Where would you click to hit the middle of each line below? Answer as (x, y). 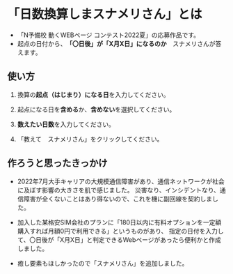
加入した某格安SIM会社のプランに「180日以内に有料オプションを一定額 (119, 222)
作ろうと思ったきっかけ (57, 163)
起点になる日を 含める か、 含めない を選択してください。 (96, 109)
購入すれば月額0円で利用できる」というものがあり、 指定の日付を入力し (120, 231)
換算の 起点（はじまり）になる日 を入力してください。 (93, 94)
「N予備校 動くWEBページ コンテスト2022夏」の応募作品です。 (109, 35)
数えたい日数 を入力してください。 (66, 124)
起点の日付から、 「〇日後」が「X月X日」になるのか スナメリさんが (116, 43)
